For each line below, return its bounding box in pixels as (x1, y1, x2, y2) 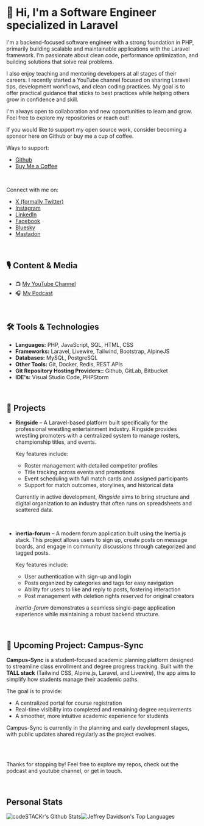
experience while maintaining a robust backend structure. (15, 611, 160, 618)
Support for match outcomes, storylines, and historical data (24, 482, 174, 489)
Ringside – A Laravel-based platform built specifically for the (15, 419, 168, 426)
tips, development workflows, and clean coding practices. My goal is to (6, 82, 186, 90)
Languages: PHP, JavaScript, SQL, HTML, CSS (15, 341, 134, 348)
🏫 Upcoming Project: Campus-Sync (6, 640, 144, 650)
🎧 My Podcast (15, 289, 53, 296)
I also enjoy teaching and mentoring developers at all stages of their (6, 69, 177, 77)
